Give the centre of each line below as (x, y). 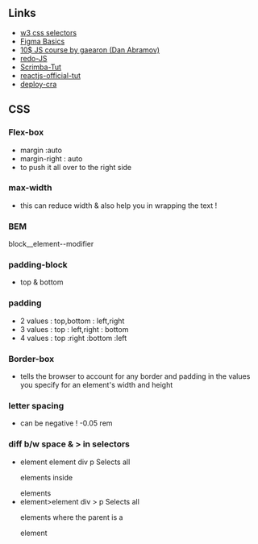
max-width (30, 188)
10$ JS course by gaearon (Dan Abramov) (89, 50)
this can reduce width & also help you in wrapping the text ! (119, 206)
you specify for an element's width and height (96, 384)
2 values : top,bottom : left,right (72, 321)
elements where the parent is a (71, 517)
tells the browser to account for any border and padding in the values (135, 376)
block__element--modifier (51, 244)
